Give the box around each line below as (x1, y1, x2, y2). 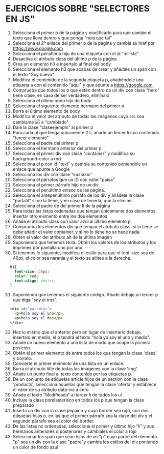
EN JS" (5, 13, 35, 25)
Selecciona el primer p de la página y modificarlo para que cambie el (12, 30, 152, 35)
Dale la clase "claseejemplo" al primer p (12, 124, 94, 130)
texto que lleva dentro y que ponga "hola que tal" (12, 35, 112, 41)
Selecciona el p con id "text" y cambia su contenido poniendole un (12, 161, 147, 167)
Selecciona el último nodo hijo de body (12, 97, 92, 103)
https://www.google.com (12, 45, 63, 51)
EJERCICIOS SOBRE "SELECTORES (5, 3, 150, 14)
